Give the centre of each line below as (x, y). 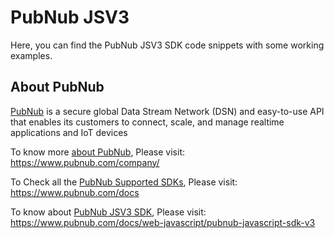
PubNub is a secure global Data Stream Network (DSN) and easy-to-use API (167, 111)
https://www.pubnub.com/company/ (85, 162)
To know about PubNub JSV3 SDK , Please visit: (108, 212)
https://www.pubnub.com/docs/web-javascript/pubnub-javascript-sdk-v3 (163, 222)
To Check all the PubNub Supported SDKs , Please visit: (124, 182)
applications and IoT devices (69, 132)
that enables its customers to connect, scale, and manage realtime (147, 122)
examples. (31, 55)
